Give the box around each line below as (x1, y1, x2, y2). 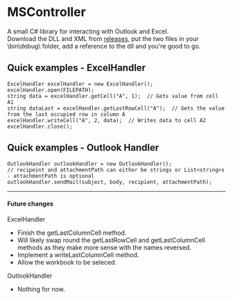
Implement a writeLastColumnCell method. (17, 251, 139, 259)
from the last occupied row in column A (7, 110, 126, 118)
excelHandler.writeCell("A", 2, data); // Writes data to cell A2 (7, 117, 207, 124)
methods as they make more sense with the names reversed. (17, 243, 192, 251)
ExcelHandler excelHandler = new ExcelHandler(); (7, 81, 154, 87)
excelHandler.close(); (7, 123, 73, 130)
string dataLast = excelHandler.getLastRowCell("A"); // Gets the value (7, 105, 225, 112)
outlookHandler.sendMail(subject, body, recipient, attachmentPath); (7, 178, 213, 185)
